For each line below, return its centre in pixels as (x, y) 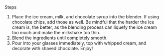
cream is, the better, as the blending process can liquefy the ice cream (84, 27)
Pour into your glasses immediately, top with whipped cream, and (79, 43)
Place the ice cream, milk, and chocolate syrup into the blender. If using (85, 17)
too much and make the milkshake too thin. (56, 32)
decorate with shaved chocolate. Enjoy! (52, 48)
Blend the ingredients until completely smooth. (60, 38)
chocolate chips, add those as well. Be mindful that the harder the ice (83, 22)
